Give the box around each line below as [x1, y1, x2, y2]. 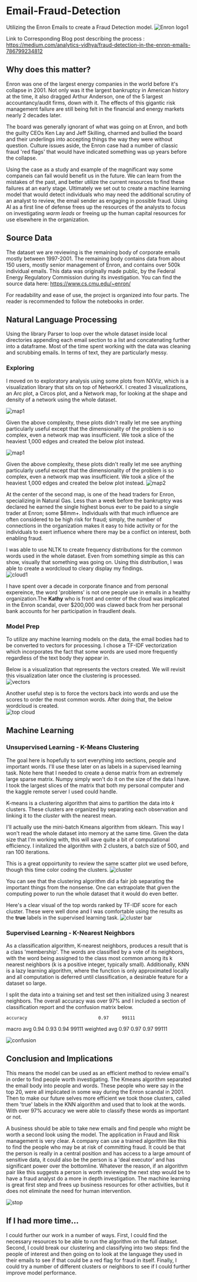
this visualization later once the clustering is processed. [6, 672, 141, 679]
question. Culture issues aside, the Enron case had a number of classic [6, 141, 178, 149]
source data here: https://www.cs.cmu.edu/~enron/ [6, 280, 131, 287]
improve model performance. [6, 1269, 77, 1276]
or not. [6, 1113, 22, 1120]
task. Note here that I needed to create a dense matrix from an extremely [6, 769, 183, 776]
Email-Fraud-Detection [6, 4, 121, 18]
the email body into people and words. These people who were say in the [6, 1082, 184, 1089]
